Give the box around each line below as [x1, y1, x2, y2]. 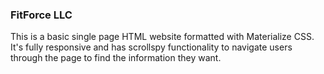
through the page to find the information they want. [10, 52, 222, 64]
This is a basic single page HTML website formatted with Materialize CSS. [10, 31, 315, 43]
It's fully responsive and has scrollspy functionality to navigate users [10, 41, 293, 53]
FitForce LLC [10, 8, 73, 22]
